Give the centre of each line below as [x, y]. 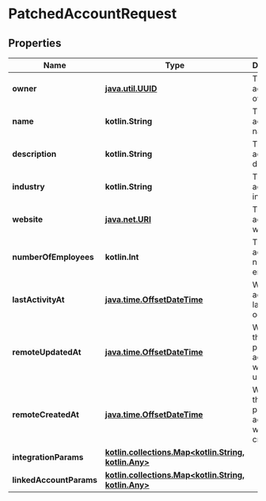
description [34, 154]
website [28, 219]
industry [28, 187]
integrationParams [48, 457]
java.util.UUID [131, 88]
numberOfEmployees [53, 257]
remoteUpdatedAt [47, 352]
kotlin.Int [122, 257]
